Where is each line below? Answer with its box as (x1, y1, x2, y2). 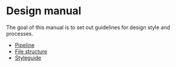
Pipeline (14, 42, 35, 49)
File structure (14, 47, 47, 55)
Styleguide (14, 54, 41, 61)
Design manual (6, 4, 82, 18)
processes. (6, 30, 34, 37)
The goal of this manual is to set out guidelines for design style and (6, 24, 171, 31)
